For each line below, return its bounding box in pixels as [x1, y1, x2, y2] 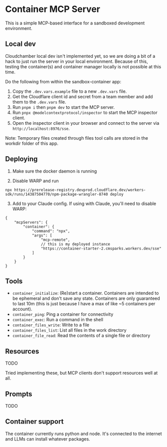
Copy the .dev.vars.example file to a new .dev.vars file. [12, 88, 127, 94]
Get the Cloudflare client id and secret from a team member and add [12, 93, 153, 99]
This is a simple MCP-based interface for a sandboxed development [5, 20, 145, 26]
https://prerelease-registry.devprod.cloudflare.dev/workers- [14, 187, 146, 193]
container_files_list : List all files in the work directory [12, 327, 127, 333]
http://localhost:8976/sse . [12, 125, 70, 131]
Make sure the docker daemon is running [12, 168, 97, 174]
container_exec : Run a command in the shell [12, 317, 104, 323]
